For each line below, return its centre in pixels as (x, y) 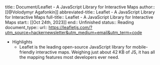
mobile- (140, 47)
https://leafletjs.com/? (70, 27)
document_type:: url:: (26, 27)
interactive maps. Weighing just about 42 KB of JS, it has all (95, 52)
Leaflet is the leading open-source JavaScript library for (75, 47)
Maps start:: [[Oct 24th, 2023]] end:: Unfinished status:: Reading (70, 22)
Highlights (22, 42)
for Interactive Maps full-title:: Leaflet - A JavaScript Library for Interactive (79, 17)
